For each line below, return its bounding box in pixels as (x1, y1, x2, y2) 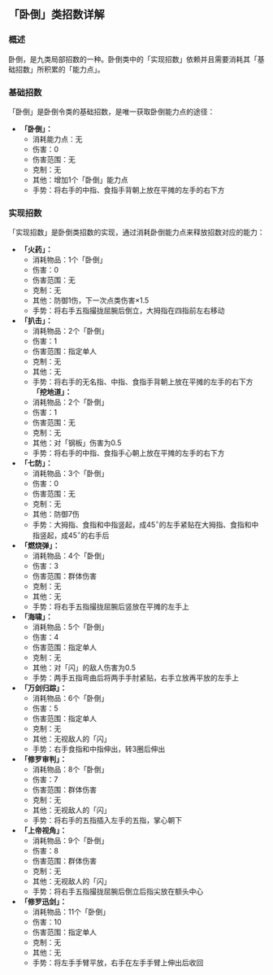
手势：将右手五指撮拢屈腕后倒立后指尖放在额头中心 (32, 886, 204, 896)
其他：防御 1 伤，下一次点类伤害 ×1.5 (32, 295, 149, 305)
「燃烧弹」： (19, 540, 60, 550)
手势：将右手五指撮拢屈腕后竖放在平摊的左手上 (32, 601, 189, 611)
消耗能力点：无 (32, 133, 83, 144)
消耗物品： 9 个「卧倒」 (32, 835, 109, 845)
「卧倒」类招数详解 (8, 7, 105, 22)
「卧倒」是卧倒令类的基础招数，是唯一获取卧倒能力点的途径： (8, 107, 215, 116)
